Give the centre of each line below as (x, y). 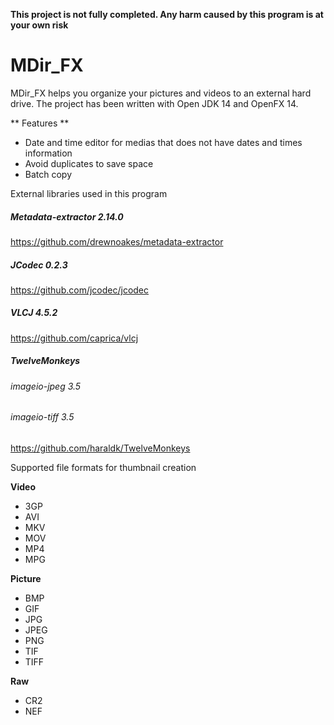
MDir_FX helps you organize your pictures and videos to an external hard (161, 93)
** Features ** (40, 123)
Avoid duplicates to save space (89, 163)
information (48, 153)
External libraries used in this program (89, 193)
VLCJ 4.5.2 (34, 313)
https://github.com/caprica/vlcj (74, 338)
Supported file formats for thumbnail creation (103, 468)
